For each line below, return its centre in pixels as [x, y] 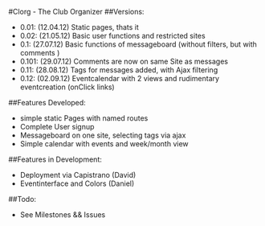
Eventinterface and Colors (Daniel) [77, 183]
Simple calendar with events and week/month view [104, 144]
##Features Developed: [47, 103]
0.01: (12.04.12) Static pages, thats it [79, 27]
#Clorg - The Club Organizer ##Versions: [76, 12]
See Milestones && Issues [63, 215]
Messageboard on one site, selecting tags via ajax [103, 135]
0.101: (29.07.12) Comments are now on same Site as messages [124, 61]
